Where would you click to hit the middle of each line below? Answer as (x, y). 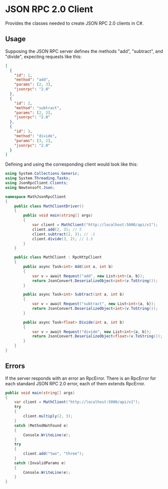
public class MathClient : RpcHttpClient (58, 257)
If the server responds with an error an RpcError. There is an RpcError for (81, 378)
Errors (15, 366)
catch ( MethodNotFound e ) (41, 426)
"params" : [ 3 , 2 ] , (33, 141)
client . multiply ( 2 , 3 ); (48, 416)
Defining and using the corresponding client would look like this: (71, 164)
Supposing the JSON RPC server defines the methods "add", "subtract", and (84, 51)
